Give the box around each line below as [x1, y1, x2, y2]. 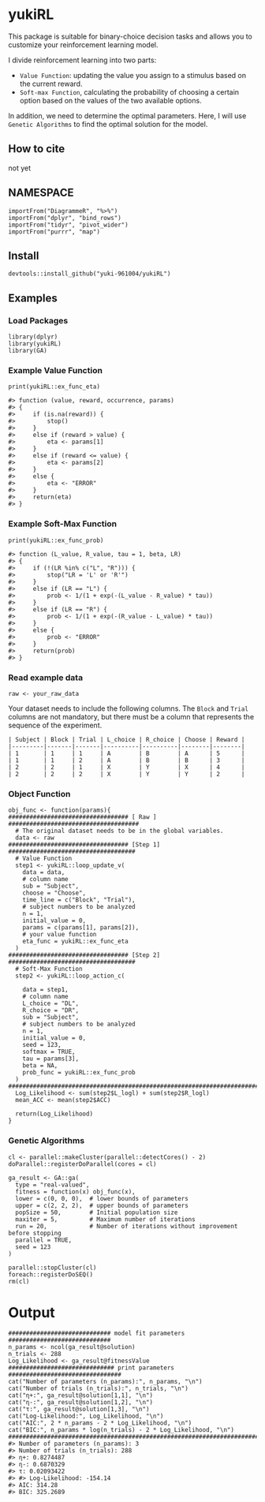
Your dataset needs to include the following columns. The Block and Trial [8, 704, 248, 713]
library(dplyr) [8, 333, 58, 341]
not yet [8, 163, 32, 173]
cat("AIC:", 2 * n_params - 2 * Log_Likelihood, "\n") [8, 1419, 192, 1427]
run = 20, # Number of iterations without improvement [15, 1222, 238, 1230]
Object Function [8, 788, 71, 799]
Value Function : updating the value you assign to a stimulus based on [19, 70, 247, 80]
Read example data [8, 672, 84, 683]
